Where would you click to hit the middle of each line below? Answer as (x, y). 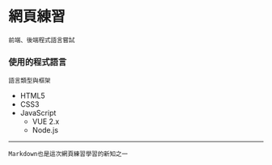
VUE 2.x (46, 121)
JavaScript (38, 113)
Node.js (45, 130)
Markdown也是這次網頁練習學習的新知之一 (68, 154)
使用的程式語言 (38, 61)
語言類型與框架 (30, 81)
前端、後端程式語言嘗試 (42, 40)
